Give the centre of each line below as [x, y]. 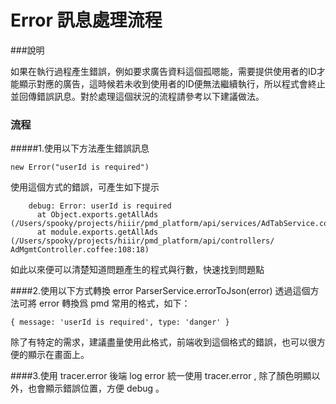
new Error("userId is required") [80, 167]
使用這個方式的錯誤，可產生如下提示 [85, 187]
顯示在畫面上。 [58, 355]
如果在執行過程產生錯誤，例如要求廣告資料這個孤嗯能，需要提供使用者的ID [163, 71]
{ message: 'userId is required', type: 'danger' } [120, 322]
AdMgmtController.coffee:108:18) [80, 250]
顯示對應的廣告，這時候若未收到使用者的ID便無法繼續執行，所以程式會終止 [172, 83]
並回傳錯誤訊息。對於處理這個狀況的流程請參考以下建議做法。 [137, 96]
